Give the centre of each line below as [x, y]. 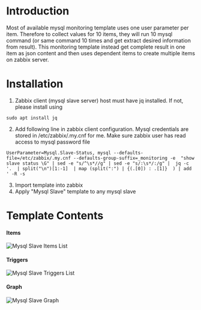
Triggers [17, 260]
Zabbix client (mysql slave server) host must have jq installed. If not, [99, 100]
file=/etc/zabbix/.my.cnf [38, 158]
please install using [39, 107]
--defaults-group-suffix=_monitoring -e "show [134, 158]
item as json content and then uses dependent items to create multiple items [101, 53]
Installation [35, 84]
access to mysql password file [52, 142]
